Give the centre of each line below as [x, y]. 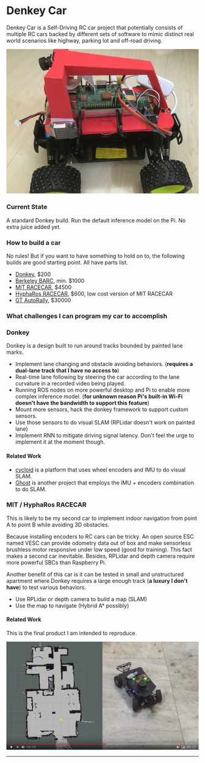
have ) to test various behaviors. [46, 587]
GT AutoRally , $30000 [43, 301]
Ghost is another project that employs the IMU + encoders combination [104, 483]
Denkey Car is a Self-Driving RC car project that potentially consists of [95, 27]
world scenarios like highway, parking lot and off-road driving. [85, 40]
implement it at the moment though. [60, 442]
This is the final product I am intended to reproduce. [72, 633]
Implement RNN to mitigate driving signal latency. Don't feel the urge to [104, 436]
